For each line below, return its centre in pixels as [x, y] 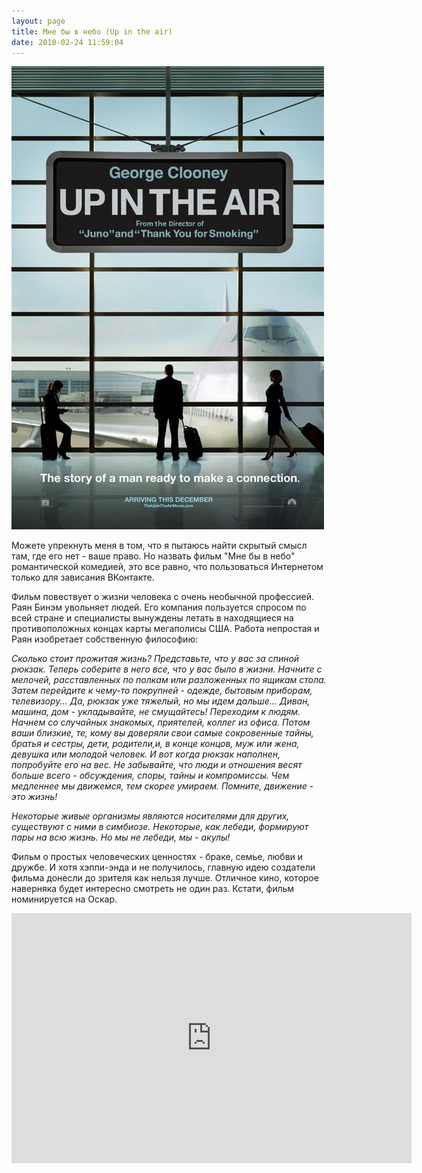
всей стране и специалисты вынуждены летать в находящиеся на [152, 618]
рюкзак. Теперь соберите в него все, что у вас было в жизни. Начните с [167, 669]
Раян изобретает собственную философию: [105, 639]
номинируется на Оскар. [64, 899]
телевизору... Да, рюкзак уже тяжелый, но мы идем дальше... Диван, [161, 701]
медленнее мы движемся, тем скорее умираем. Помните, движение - [162, 786]
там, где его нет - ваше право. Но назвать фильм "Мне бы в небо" [153, 556]
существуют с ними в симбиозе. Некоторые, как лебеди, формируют [160, 827]
